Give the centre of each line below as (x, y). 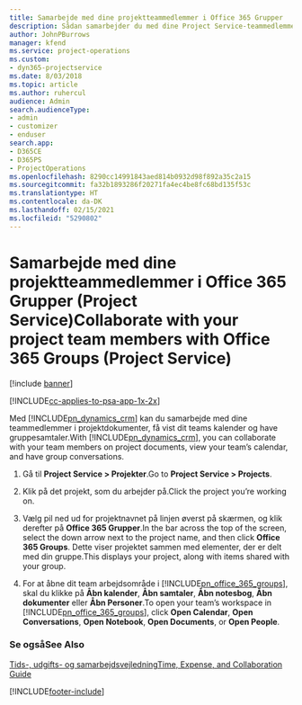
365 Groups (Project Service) (120, 358)
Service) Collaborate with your (124, 320)
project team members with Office (140, 339)
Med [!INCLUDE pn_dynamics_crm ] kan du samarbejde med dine (129, 418)
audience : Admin (40, 101)
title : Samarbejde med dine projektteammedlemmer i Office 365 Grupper (146, 18)
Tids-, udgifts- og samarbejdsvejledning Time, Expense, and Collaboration (146, 664)
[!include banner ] (41, 383)
